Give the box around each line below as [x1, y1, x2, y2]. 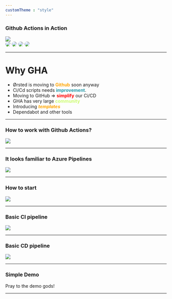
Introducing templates [12, 103, 60, 109]
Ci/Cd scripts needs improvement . [12, 87, 87, 93]
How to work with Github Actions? [5, 126, 92, 133]
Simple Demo [5, 271, 39, 278]
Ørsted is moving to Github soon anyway [12, 82, 100, 88]
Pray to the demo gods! [5, 283, 55, 289]
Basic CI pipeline [5, 213, 48, 221]
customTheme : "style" [5, 7, 54, 13]
